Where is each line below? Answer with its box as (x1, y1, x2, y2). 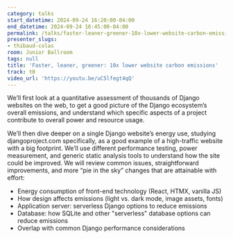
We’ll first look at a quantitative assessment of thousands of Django (7, 94, 200, 102)
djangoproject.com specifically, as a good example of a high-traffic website (7, 137, 223, 145)
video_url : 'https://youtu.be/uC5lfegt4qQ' (7, 74, 135, 82)
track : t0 (7, 68, 36, 75)
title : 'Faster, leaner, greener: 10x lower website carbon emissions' (7, 62, 218, 69)
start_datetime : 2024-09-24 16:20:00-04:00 (7, 17, 135, 24)
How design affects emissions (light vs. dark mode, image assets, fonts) (17, 195, 223, 203)
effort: (7, 174, 26, 182)
